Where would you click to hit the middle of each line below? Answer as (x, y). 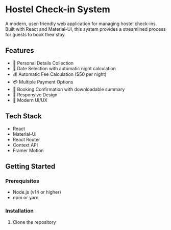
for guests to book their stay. (35, 34)
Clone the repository (34, 222)
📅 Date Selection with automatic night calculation (64, 68)
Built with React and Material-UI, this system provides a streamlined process (86, 29)
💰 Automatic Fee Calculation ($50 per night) (59, 74)
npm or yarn (26, 198)
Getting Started (30, 166)
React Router (26, 139)
